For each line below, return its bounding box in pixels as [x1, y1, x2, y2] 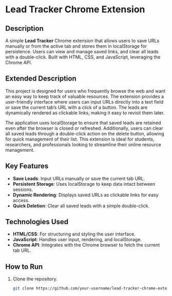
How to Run [5, 262, 43, 271]
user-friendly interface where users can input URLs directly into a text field [5, 98, 163, 105]
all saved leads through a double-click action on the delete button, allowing [5, 130, 164, 136]
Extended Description [5, 74, 77, 83]
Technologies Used [5, 218, 68, 226]
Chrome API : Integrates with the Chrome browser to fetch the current [12, 242, 160, 248]
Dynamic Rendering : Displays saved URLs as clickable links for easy [12, 191, 159, 198]
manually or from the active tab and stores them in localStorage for [5, 43, 147, 49]
